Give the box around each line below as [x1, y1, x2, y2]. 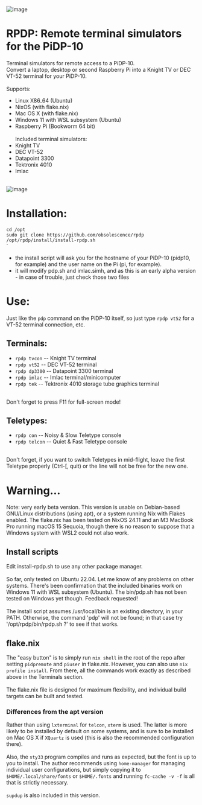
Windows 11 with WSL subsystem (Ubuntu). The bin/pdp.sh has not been [6, 588, 187, 596]
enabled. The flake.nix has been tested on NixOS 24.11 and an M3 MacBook [6, 517, 194, 524]
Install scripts [6, 547, 59, 557]
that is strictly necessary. [6, 779, 69, 786]
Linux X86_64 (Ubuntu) [14, 97, 73, 104]
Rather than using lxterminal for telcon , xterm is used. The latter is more [6, 721, 188, 728]
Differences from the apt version [6, 707, 104, 716]
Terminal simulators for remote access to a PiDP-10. [6, 59, 135, 66]
